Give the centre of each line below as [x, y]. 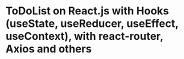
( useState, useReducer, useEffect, [92, 24]
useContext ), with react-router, [84, 36]
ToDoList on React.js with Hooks [87, 11]
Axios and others [49, 49]
